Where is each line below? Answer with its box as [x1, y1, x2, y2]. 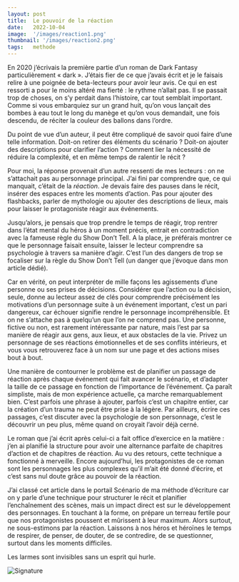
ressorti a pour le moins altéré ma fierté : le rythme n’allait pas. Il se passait [7, 86, 228, 94]
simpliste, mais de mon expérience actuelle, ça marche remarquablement [7, 390, 223, 398]
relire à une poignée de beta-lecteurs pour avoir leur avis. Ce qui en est [7, 78, 218, 86]
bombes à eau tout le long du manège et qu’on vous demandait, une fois [7, 108, 220, 117]
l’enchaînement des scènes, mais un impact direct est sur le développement [7, 501, 230, 509]
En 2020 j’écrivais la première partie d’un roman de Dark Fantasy [7, 63, 198, 71]
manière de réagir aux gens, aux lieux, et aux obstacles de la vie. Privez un [7, 331, 227, 339]
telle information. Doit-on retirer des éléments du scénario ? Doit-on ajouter [7, 138, 229, 146]
